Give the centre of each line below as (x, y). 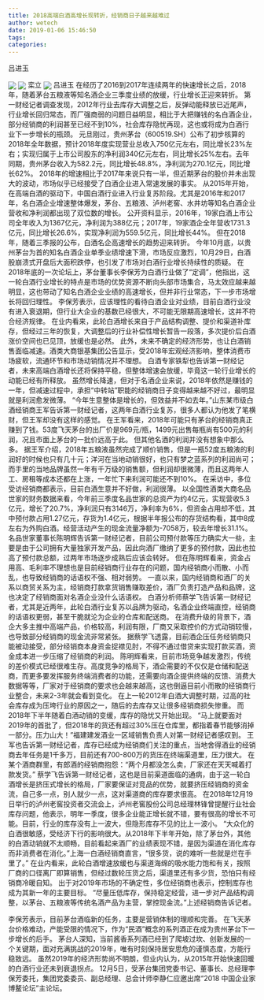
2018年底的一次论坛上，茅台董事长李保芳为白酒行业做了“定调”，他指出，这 (129, 272)
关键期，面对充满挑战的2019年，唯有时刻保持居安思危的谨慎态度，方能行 (133, 949)
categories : (27, 45)
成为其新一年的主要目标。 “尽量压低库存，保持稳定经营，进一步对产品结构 (128, 893)
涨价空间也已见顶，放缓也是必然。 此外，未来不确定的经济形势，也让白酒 (126, 341)
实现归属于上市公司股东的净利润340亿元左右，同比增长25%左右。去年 (136, 154)
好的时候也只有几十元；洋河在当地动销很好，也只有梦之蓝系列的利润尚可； (135, 459)
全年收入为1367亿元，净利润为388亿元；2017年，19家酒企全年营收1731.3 (132, 223)
